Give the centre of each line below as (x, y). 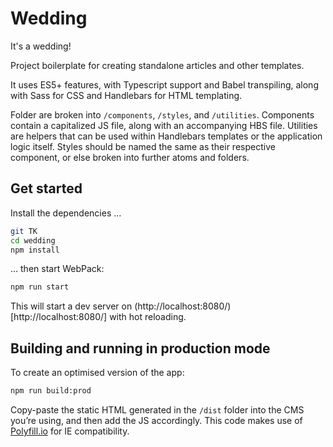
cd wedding (33, 240)
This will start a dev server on (71, 306)
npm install (35, 250)
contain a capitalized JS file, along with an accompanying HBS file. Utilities (164, 125)
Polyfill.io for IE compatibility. (70, 431)
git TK (24, 231)
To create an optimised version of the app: (97, 373)
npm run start (40, 287)
